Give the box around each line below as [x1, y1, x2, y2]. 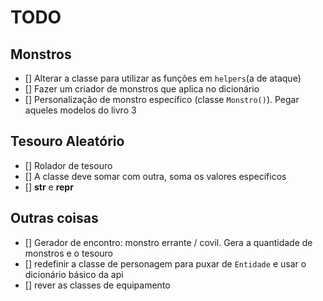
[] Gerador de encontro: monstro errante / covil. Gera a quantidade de [24, 236, 313, 248]
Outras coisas [10, 210, 99, 227]
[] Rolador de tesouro [24, 159, 113, 171]
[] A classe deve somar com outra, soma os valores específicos [24, 170, 287, 182]
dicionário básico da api [24, 268, 124, 280]
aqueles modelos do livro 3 [24, 104, 137, 116]
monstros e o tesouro [24, 247, 113, 259]
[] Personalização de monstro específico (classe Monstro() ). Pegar [24, 94, 300, 105]
